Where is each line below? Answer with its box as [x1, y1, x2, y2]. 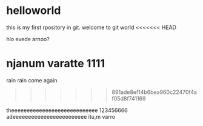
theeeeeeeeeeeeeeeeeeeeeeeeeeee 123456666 [6, 107, 128, 114]
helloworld [6, 4, 61, 18]
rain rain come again [6, 76, 58, 84]
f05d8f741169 [111, 94, 146, 102]
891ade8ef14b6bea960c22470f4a [111, 88, 197, 96]
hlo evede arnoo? [6, 35, 50, 42]
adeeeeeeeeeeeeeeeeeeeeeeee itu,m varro [6, 113, 116, 120]
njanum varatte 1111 [6, 57, 105, 70]
